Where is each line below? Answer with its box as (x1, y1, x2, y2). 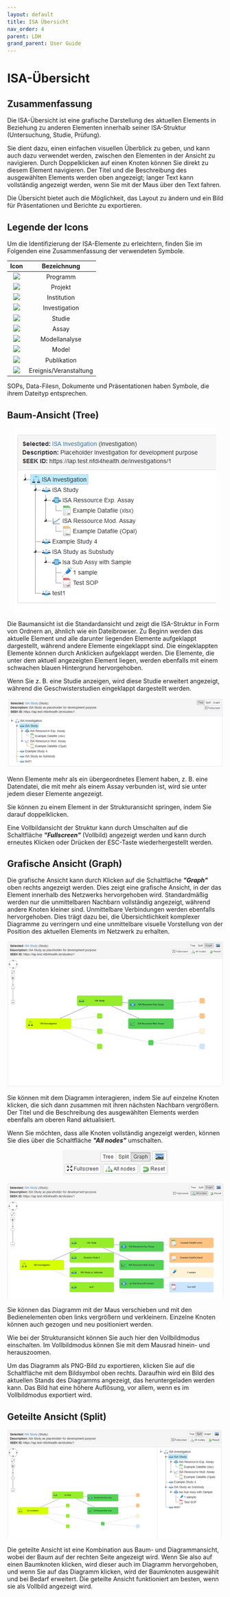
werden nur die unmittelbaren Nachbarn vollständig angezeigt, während (7, 898, 211, 906)
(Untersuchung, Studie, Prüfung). (7, 131, 102, 139)
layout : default (7, 11, 54, 18)
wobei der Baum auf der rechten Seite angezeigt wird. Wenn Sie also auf (7, 1552, 213, 1561)
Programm (45, 272, 76, 281)
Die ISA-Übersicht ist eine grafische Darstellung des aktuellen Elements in (7, 116, 216, 125)
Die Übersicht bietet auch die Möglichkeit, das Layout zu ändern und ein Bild (7, 194, 224, 202)
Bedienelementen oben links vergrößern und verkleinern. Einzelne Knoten (7, 1313, 216, 1321)
